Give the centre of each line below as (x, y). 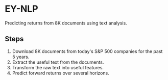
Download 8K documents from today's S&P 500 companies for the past (87, 51)
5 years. (21, 57)
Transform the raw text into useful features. (58, 67)
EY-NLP (22, 9)
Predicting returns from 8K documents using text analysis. (66, 23)
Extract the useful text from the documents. (58, 62)
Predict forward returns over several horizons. (61, 73)
